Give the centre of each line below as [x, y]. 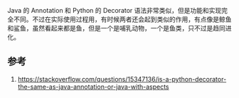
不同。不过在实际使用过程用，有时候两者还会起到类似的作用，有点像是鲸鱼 [122, 19]
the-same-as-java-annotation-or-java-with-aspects [93, 87]
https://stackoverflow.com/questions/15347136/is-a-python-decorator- [122, 79]
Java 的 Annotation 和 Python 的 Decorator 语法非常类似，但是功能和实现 [115, 10]
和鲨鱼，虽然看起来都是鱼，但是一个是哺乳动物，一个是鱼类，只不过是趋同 [116, 28]
